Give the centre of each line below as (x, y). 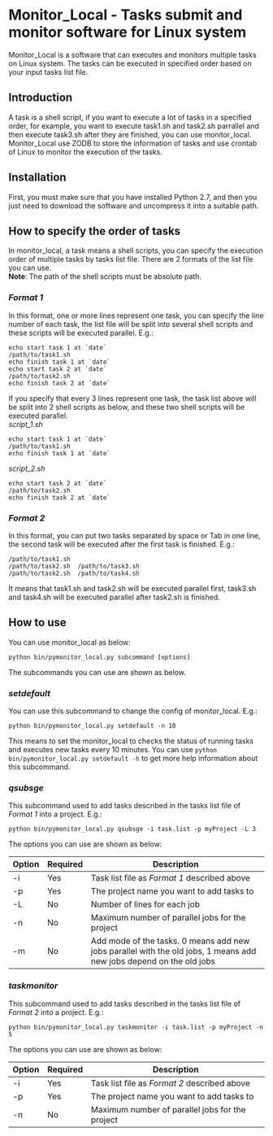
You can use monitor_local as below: (70, 642)
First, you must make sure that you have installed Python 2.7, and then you (133, 197)
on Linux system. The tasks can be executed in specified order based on (130, 63)
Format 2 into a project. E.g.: (56, 1012)
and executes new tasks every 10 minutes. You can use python (113, 750)
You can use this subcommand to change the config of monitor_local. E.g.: (133, 711)
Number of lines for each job (145, 904)
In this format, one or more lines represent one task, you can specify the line (136, 316)
